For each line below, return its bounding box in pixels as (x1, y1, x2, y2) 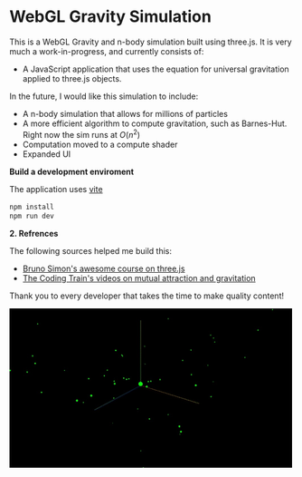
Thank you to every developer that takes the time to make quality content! (9, 290, 285, 301)
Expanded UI (22, 148, 71, 160)
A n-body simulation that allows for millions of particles (22, 108, 229, 119)
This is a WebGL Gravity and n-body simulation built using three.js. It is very (9, 36, 292, 47)
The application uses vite (9, 183, 103, 194)
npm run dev (9, 211, 54, 221)
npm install (9, 202, 54, 211)
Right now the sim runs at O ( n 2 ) (22, 127, 141, 140)
